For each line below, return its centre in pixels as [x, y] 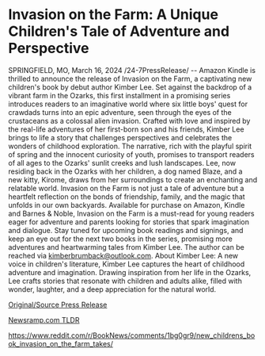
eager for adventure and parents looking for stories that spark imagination [129, 222]
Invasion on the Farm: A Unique [114, 15]
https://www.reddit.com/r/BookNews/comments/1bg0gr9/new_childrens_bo [132, 335]
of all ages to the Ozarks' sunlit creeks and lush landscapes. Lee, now [122, 163]
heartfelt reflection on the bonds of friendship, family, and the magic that [127, 197]
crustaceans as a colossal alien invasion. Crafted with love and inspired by [129, 121]
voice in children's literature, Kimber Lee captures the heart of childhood [127, 264]
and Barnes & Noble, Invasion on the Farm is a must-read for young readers [131, 213]
